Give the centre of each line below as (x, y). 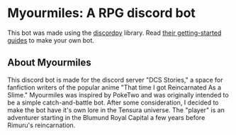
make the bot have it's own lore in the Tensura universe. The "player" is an (116, 110)
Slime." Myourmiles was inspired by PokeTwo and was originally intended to (118, 94)
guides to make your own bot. (51, 40)
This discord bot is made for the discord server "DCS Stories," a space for (115, 80)
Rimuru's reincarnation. (41, 125)
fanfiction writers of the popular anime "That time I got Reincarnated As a (114, 87)
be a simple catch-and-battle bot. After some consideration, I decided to (113, 102)
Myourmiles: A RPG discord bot (102, 13)
